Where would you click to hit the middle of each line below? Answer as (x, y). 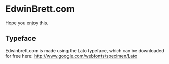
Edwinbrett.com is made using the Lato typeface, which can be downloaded (85, 50)
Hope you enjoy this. (27, 23)
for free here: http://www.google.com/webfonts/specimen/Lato (71, 56)
